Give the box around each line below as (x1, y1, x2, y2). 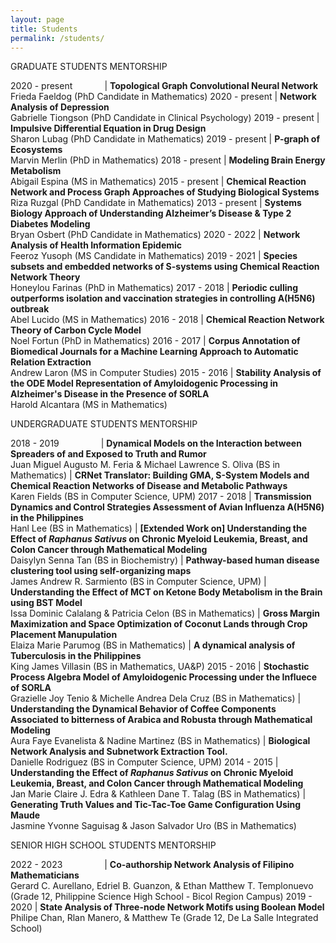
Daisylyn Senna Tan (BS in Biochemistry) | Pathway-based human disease (10, 554, 320, 566)
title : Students (10, 24, 78, 34)
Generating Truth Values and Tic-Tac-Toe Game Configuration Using (10, 799, 302, 811)
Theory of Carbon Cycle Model (10, 324, 142, 336)
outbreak (10, 303, 50, 315)
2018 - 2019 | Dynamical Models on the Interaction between (10, 437, 302, 450)
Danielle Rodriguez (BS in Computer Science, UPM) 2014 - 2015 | (10, 756, 279, 768)
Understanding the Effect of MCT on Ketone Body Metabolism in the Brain (10, 586, 323, 598)
